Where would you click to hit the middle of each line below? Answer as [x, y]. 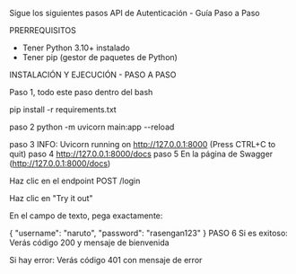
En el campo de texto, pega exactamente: [86, 216]
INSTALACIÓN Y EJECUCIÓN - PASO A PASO [93, 75]
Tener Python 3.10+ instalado [76, 48]
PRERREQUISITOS [43, 30]
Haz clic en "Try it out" [51, 198]
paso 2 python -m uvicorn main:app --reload [92, 127]
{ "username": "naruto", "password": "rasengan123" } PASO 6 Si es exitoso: [149, 233]
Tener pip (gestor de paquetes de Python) [100, 57]
